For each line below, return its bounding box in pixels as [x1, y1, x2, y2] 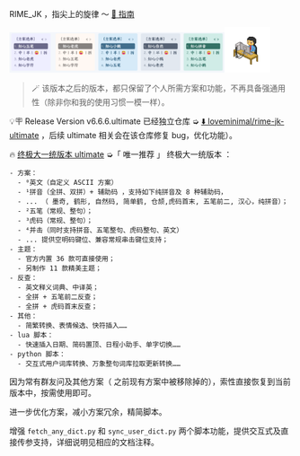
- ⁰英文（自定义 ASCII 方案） [17, 178, 119, 187]
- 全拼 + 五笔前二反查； [17, 292, 99, 302]
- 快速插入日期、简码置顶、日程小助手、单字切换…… [17, 340, 181, 349]
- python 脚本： [9, 349, 66, 358]
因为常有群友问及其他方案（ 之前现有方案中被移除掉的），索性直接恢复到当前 [9, 376, 291, 387]
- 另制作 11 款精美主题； [17, 264, 102, 273]
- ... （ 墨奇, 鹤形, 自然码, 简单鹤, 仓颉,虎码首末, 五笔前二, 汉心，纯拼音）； [17, 197, 289, 206]
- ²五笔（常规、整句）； [17, 206, 93, 215]
